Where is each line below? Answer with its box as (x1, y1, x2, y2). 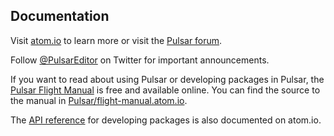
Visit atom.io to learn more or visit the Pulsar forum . (10, 34, 223, 46)
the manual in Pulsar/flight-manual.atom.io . (10, 94, 188, 106)
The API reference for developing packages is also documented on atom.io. (10, 114, 322, 126)
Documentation (10, 8, 110, 25)
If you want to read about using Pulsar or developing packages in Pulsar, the (10, 73, 325, 85)
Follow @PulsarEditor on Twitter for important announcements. (10, 54, 270, 66)
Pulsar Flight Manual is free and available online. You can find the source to (10, 84, 321, 96)
